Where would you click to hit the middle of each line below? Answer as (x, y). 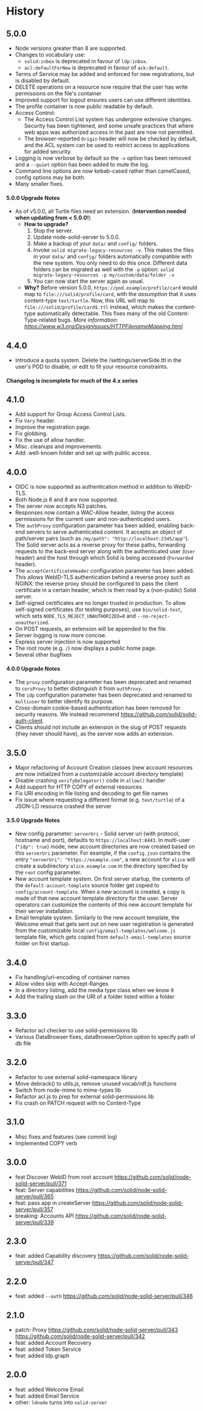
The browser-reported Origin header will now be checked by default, (111, 139)
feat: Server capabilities (45, 1190)
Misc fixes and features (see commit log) (66, 1137)
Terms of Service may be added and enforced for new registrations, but (105, 74)
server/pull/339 (35, 1222)
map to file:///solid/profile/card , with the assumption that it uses (110, 294)
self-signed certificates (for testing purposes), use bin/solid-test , (99, 610)
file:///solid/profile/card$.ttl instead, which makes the (99, 307)
